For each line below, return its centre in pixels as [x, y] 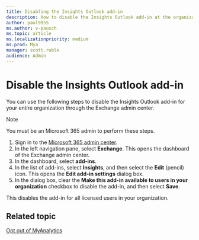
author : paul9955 [28, 23]
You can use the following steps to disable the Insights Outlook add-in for [96, 101]
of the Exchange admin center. [52, 155]
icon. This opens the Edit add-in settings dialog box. [79, 174]
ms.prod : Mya [22, 45]
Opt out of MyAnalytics [34, 231]
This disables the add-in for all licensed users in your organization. [87, 198]
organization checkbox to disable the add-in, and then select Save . [97, 186]
